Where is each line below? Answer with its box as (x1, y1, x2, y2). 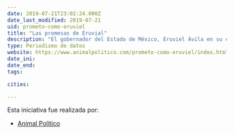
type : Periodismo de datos (7, 42, 86, 49)
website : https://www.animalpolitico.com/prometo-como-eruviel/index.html (7, 49, 229, 56)
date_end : (7, 62, 36, 69)
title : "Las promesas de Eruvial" (7, 29, 108, 37)
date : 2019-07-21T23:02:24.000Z (7, 10, 101, 17)
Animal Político (17, 119, 61, 128)
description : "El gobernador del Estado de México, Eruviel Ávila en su (7, 36, 223, 43)
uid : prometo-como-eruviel (7, 23, 86, 30)
